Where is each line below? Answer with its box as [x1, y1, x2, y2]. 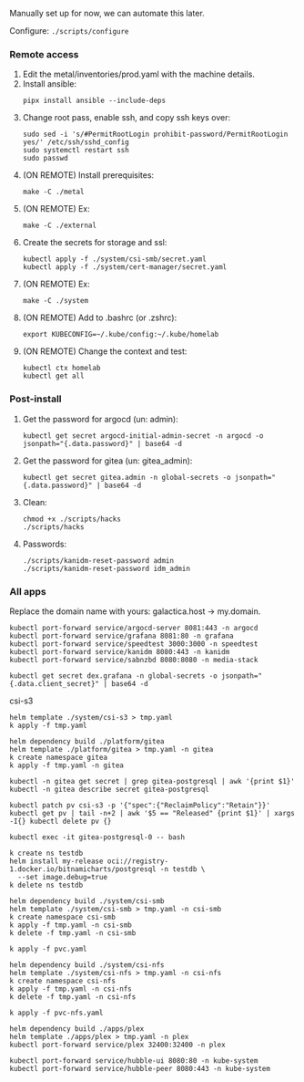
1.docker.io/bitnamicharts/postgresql [9, 864, 157, 874]
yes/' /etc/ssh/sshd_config [22, 138, 129, 147]
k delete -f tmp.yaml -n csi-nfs [9, 992, 137, 1002]
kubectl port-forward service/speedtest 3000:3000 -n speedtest [9, 639, 258, 649]
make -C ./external [22, 221, 97, 231]
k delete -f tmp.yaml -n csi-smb [9, 928, 137, 938]
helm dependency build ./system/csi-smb [9, 896, 166, 906]
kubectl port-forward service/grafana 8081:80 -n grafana [9, 631, 234, 640]
